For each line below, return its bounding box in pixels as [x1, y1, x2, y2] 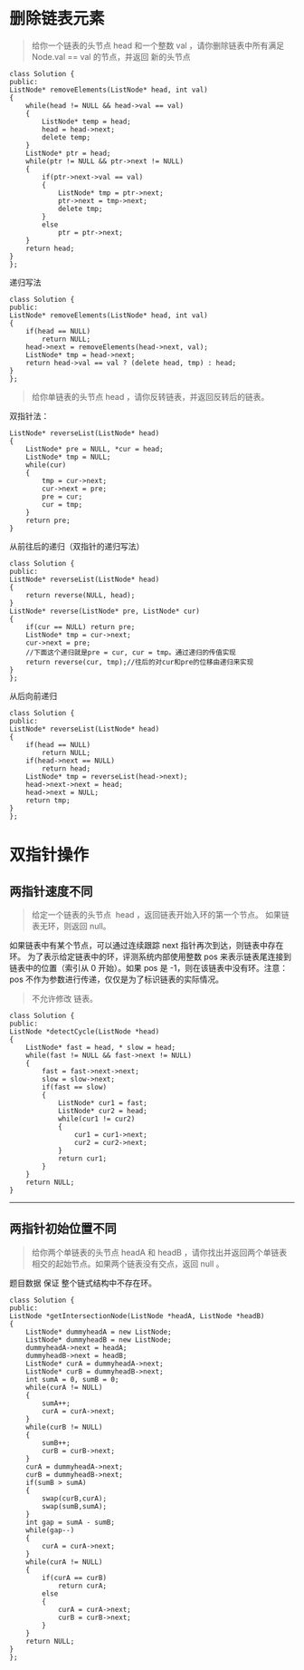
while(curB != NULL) [25, 1422, 103, 1432]
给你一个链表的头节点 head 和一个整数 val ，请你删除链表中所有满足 [31, 40, 285, 51]
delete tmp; [57, 204, 103, 213]
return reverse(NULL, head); [25, 590, 136, 599]
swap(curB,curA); [42, 1493, 107, 1503]
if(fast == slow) [42, 1083, 107, 1092]
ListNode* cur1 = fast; [57, 1098, 147, 1107]
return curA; [57, 1581, 107, 1590]
